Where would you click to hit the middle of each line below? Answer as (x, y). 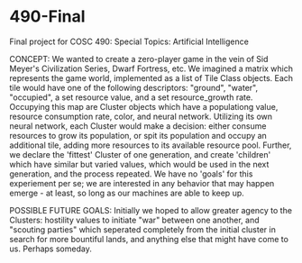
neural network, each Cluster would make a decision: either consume (138, 126)
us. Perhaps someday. (50, 249)
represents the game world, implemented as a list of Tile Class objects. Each (151, 77)
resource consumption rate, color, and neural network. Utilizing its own (141, 116)
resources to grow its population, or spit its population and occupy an (138, 135)
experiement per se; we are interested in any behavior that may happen (142, 183)
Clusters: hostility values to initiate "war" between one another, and (134, 220)
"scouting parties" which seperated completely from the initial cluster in (143, 229)
